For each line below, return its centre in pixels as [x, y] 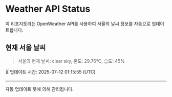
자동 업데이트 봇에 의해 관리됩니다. [39, 89]
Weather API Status [48, 9]
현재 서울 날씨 [26, 48]
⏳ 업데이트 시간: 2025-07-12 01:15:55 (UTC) [50, 71]
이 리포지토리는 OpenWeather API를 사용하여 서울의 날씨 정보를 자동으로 [78, 23]
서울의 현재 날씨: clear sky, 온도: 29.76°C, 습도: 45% [71, 61]
